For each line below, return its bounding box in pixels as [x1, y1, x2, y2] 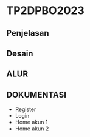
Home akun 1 [15, 119, 48, 126]
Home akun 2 [15, 125, 49, 132]
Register [15, 105, 36, 113]
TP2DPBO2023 [6, 4, 85, 18]
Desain [6, 48, 33, 58]
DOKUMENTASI [6, 89, 67, 100]
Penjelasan [6, 28, 50, 38]
